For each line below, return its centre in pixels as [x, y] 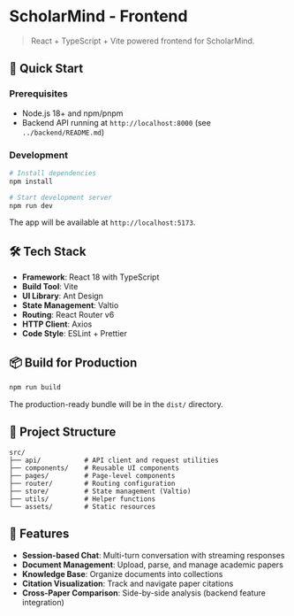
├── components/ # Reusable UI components [94, 468]
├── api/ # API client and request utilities [114, 460]
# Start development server [61, 197]
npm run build [35, 388]
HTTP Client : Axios [57, 324]
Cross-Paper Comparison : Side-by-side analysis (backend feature [144, 593]
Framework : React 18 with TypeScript [90, 277]
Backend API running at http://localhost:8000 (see [117, 122]
